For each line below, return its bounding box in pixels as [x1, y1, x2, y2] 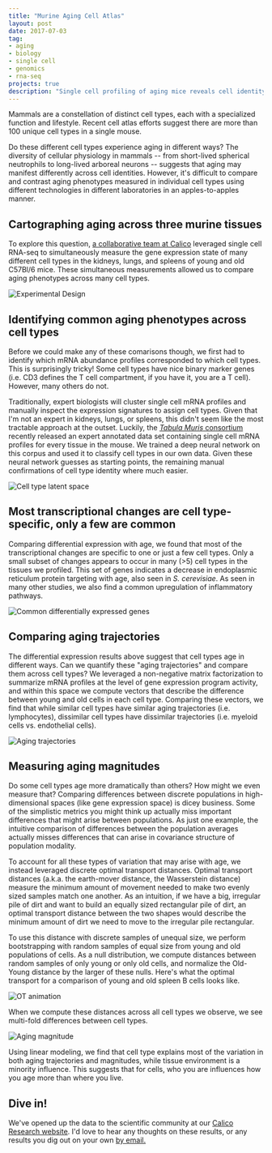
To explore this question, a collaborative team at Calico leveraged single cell [8, 239, 262, 249]
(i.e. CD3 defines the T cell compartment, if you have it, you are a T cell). [8, 373, 251, 382]
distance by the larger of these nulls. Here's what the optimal [31, 967, 235, 977]
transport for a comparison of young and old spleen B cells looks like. [8, 976, 240, 985]
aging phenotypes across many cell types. [8, 273, 150, 284]
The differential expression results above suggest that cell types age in [8, 651, 245, 661]
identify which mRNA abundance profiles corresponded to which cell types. [8, 356, 261, 365]
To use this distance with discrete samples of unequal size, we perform [8, 933, 246, 942]
